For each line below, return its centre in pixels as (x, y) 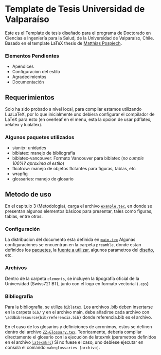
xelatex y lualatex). (24, 125)
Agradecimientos (29, 77)
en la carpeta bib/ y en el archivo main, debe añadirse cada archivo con (77, 312)
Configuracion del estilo (36, 72)
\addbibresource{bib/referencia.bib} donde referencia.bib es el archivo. (79, 317)
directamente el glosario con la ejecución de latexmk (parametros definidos (81, 337)
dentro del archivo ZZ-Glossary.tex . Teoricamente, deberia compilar (73, 332)
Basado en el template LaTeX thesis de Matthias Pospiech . (63, 43)
